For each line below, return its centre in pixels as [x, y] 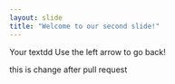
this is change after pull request [68, 70]
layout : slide [36, 18]
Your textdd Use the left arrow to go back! [87, 51]
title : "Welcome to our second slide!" [85, 26]
